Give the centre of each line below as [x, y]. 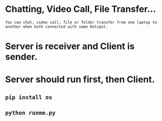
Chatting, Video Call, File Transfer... [81, 9]
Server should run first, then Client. [80, 80]
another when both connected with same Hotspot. [57, 27]
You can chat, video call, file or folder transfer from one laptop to [81, 22]
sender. [21, 57]
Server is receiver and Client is [70, 46]
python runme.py [30, 113]
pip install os [29, 97]
